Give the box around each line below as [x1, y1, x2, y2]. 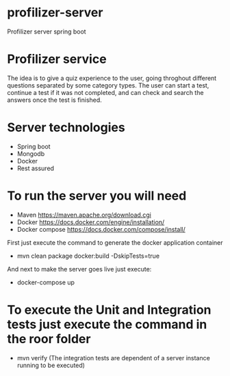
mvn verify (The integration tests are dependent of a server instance [16, 353, 210, 362]
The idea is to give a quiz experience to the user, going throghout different [7, 74, 217, 82]
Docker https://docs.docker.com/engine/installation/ [16, 217, 165, 226]
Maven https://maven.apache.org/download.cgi [16, 211, 152, 219]
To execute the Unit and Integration [7, 302, 212, 317]
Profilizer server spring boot [7, 27, 87, 36]
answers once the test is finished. [7, 96, 103, 104]
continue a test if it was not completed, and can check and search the [7, 88, 204, 96]
